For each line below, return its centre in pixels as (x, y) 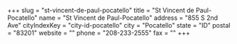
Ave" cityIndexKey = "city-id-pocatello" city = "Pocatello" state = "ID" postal (119, 25)
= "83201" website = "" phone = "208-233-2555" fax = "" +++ (99, 33)
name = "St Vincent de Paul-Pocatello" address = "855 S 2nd (128, 18)
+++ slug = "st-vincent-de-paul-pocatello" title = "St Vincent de (101, 10)
